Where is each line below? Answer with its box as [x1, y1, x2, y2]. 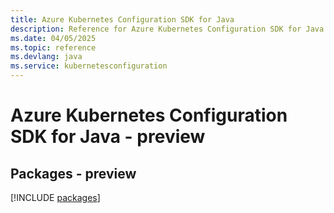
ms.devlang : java [10, 52, 83, 62]
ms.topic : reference [10, 42, 97, 53]
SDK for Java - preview [10, 126, 206, 148]
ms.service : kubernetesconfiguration [10, 61, 168, 71]
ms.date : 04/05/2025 [10, 33, 97, 43]
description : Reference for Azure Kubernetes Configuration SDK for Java [10, 24, 325, 34]
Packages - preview [10, 165, 137, 182]
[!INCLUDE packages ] [10, 192, 101, 203]
